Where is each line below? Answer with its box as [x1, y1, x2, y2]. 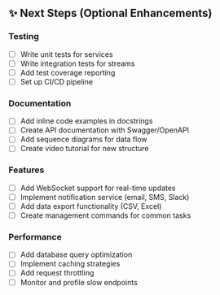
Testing [8, 31, 39, 42]
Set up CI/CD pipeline [20, 76, 94, 86]
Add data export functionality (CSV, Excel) [20, 201, 162, 210]
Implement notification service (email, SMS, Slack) [20, 192, 190, 202]
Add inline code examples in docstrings [20, 116, 153, 126]
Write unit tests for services [20, 49, 113, 59]
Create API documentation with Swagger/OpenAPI [20, 125, 190, 135]
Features [8, 164, 45, 176]
